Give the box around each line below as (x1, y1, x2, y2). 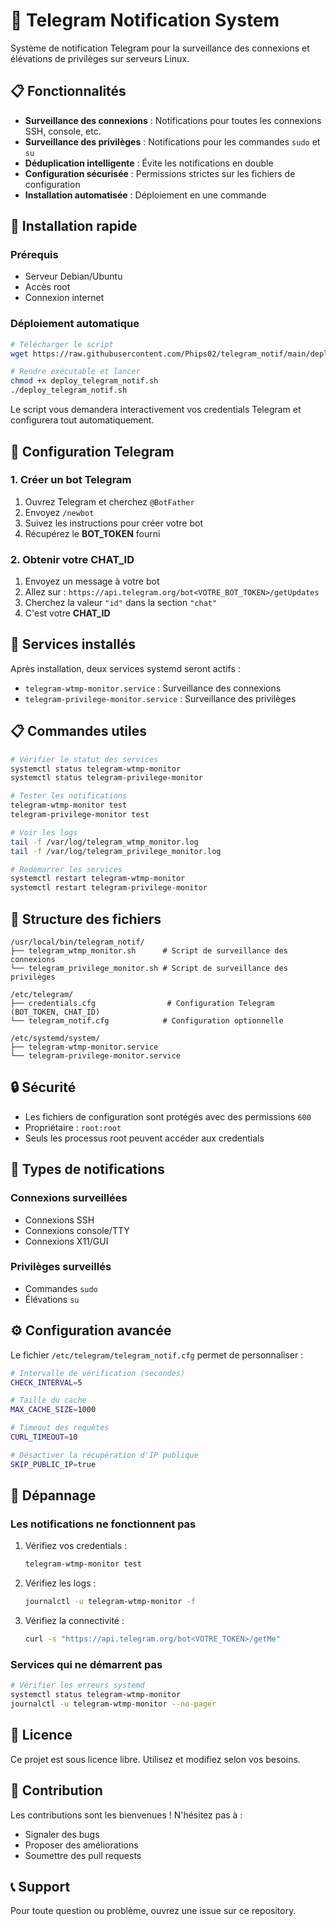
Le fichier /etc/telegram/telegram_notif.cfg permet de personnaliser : (10, 1349, 304, 1361)
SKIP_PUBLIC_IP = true (10, 1459, 97, 1469)
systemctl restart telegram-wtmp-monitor (10, 874, 186, 884)
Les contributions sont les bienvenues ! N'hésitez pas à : (10, 1809, 243, 1821)
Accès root (24, 281, 71, 293)
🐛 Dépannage (10, 1487, 97, 1504)
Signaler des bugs (24, 1828, 100, 1840)
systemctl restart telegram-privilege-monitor (10, 883, 208, 893)
